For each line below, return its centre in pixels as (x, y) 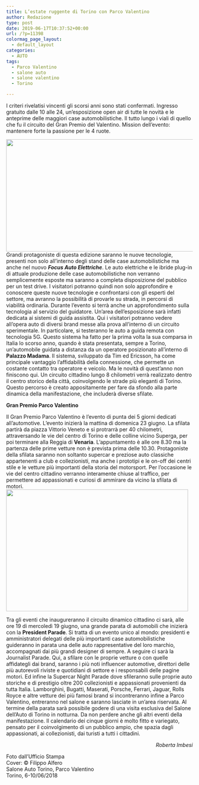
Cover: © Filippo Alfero (34, 763)
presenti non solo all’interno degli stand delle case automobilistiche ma (93, 261)
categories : (21, 51)
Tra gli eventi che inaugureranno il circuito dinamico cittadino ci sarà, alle (95, 620)
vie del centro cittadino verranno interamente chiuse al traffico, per (88, 474)
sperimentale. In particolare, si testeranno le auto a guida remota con (90, 330)
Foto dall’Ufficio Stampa (36, 756)
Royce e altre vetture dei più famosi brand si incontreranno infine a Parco (95, 695)
